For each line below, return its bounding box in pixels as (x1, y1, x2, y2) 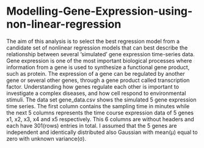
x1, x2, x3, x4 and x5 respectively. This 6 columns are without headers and (6, 115, 194, 123)
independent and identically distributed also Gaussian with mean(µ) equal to (6, 128, 198, 136)
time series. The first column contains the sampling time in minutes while (6, 102, 190, 109)
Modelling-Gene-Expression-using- (6, 4, 193, 18)
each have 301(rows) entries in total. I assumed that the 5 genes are (6, 122, 177, 129)
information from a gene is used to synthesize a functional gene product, (6, 63, 190, 71)
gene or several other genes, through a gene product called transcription (6, 76, 190, 84)
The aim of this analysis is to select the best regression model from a (6, 37, 180, 45)
